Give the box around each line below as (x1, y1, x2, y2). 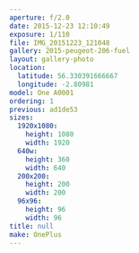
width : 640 (25, 163, 66, 172)
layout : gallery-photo (9, 55, 94, 64)
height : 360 (25, 154, 70, 164)
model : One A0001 (9, 88, 74, 97)
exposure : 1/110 (9, 30, 70, 39)
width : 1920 (25, 138, 70, 147)
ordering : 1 (9, 96, 54, 106)
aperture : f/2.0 (9, 13, 70, 22)
